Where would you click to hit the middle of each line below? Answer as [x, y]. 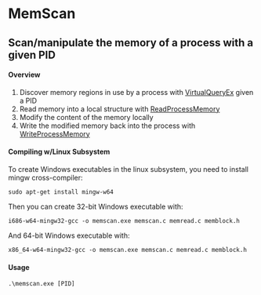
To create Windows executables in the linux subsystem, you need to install [129, 169]
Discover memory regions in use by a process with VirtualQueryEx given [136, 92]
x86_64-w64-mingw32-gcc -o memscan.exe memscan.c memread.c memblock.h [127, 249]
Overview [24, 75]
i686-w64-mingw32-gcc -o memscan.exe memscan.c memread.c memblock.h [124, 220]
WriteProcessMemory [54, 133]
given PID [32, 55]
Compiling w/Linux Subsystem [59, 152]
